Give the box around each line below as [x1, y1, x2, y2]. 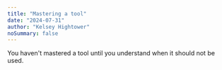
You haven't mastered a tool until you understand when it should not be [7, 49, 216, 57]
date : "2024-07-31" [7, 17, 65, 24]
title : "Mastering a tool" [7, 10, 87, 17]
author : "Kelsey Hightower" [7, 23, 90, 30]
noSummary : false [7, 29, 59, 37]
